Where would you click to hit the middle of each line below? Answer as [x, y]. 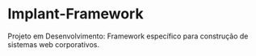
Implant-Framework [76, 14]
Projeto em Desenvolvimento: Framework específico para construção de [128, 36]
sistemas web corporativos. [54, 44]
